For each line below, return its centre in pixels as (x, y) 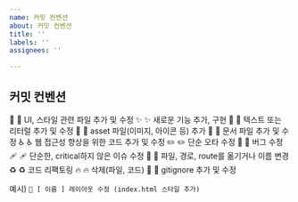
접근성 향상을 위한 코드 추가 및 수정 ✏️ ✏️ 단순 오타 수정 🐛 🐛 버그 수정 (164, 141)
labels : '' (29, 42)
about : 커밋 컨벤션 (41, 26)
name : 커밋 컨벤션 (39, 17)
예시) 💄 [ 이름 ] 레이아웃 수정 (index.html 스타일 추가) (105, 189)
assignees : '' (36, 51)
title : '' (28, 34)
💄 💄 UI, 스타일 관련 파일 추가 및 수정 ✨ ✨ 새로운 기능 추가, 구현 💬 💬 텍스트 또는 (145, 119)
